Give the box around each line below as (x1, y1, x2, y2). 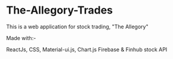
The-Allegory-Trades (6, 4, 113, 17)
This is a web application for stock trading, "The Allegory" (6, 23, 149, 30)
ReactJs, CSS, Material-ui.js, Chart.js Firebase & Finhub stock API (6, 45, 168, 53)
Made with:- (6, 34, 36, 41)
